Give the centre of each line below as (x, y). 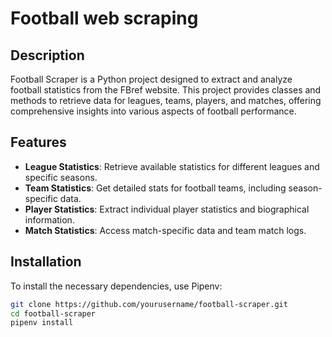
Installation (46, 262)
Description (47, 55)
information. (49, 219)
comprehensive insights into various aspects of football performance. (153, 111)
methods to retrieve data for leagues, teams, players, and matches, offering (166, 100)
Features (38, 142)
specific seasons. (61, 177)
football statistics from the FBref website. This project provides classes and (166, 90)
